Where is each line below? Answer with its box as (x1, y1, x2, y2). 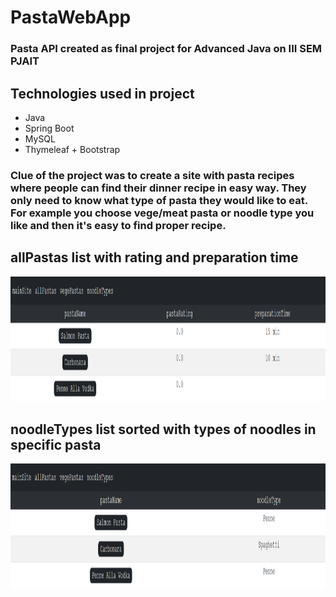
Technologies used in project (10, 85, 195, 102)
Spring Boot (24, 122, 75, 134)
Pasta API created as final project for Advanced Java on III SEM (10, 42, 323, 56)
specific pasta (10, 437, 102, 454)
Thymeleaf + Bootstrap (24, 143, 121, 155)
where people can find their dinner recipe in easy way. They (10, 181, 307, 195)
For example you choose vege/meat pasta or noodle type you (10, 206, 315, 220)
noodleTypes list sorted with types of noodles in (10, 421, 317, 438)
